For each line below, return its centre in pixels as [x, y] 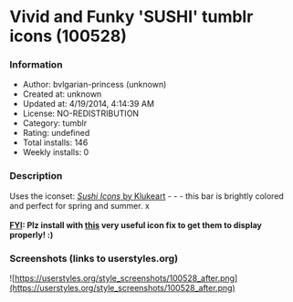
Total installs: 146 [55, 142]
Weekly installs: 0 [56, 152]
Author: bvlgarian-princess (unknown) [94, 85]
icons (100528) [68, 36]
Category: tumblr [55, 123]
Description [36, 176]
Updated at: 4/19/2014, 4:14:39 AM [89, 104]
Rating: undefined [56, 133]
